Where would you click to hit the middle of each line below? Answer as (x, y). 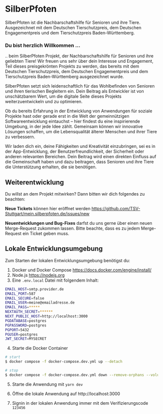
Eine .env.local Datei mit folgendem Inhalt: (55, 280)
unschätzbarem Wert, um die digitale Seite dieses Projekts (63, 96)
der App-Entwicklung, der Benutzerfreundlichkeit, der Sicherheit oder (75, 151)
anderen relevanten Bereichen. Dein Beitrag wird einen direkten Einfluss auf (81, 157)
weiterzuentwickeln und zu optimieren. (44, 102)
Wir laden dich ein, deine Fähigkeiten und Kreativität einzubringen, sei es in (80, 146)
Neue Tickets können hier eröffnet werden (48, 209)
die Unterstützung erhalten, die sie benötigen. (51, 167)
